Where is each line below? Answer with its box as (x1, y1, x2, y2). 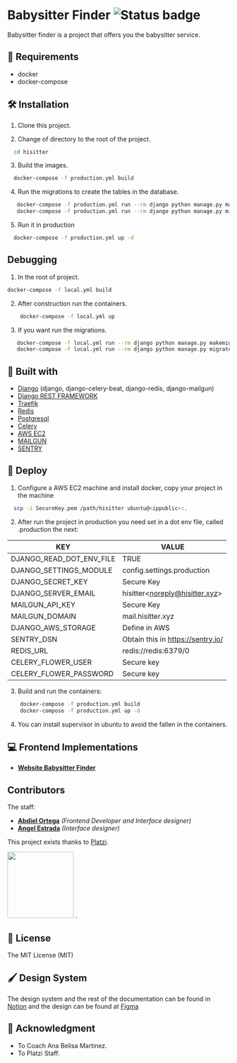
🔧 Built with (7, 365, 59, 378)
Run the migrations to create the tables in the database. (17, 187, 179, 196)
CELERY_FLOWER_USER (11, 657, 92, 667)
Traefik (17, 400, 39, 408)
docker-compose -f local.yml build (7, 286, 112, 294)
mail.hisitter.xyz (122, 611, 175, 621)
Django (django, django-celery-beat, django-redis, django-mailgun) (17, 384, 214, 393)
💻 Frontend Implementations (7, 741, 139, 753)
